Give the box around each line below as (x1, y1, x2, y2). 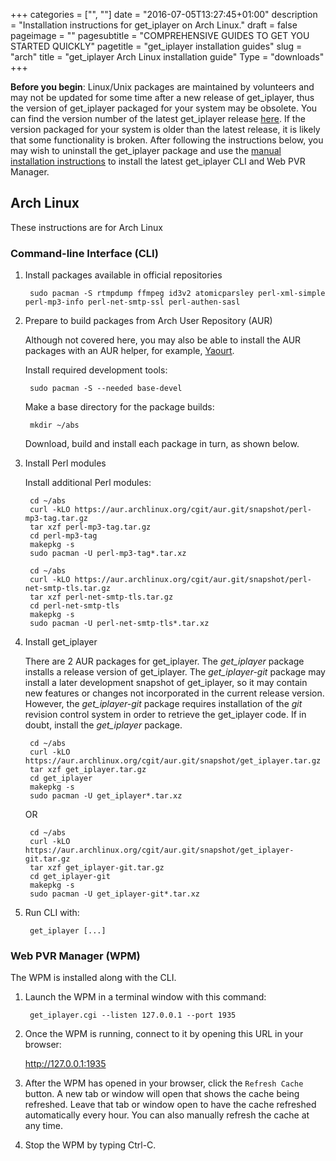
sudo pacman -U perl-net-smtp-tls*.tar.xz (29, 619, 210, 629)
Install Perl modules (24, 457, 107, 469)
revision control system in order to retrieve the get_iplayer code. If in (24, 709, 307, 721)
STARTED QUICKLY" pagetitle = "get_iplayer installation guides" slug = (10, 40, 303, 52)
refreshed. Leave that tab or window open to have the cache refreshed (24, 1099, 317, 1111)
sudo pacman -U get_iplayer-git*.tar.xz (29, 889, 201, 899)
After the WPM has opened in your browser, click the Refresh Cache (24, 1077, 304, 1089)
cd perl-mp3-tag (29, 531, 98, 541)
